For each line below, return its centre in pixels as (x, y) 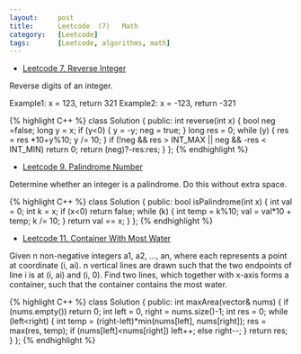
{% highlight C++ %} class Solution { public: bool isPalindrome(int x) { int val (151, 202)
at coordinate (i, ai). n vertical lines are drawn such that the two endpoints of (150, 266)
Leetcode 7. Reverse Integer (74, 68)
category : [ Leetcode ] (54, 34)
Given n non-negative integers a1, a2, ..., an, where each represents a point (148, 256)
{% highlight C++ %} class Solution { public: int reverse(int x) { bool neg (142, 121)
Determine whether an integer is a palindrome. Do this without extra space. (148, 185)
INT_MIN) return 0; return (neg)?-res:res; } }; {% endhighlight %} (129, 150)
